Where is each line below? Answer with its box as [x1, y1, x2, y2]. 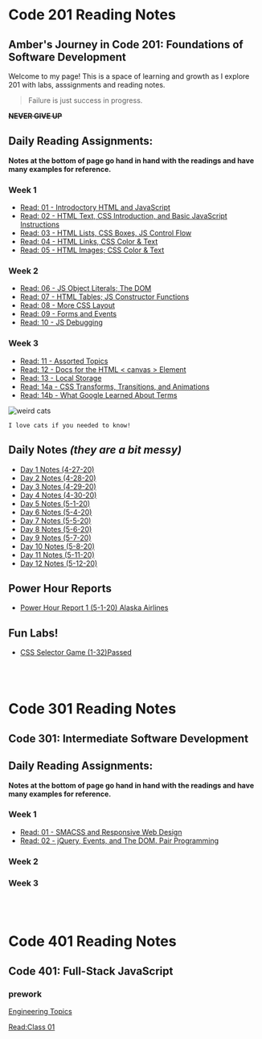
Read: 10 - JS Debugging [19, 317, 103, 327]
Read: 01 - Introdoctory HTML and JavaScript [19, 202, 171, 212]
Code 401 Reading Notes [8, 932, 177, 951]
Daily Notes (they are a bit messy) [8, 444, 182, 457]
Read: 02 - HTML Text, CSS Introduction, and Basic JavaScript [19, 211, 227, 221]
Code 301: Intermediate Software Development [8, 731, 249, 745]
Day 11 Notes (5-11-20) [19, 550, 95, 559]
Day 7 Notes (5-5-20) [19, 516, 92, 526]
